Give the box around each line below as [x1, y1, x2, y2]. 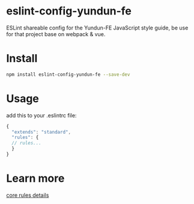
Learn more [6, 172, 65, 185]
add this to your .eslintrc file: [6, 111, 77, 119]
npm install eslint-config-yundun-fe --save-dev [6, 71, 130, 78]
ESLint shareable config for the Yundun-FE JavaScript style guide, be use [6, 24, 189, 31]
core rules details [6, 191, 49, 199]
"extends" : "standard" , [11, 129, 71, 135]
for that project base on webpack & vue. [6, 30, 106, 37]
